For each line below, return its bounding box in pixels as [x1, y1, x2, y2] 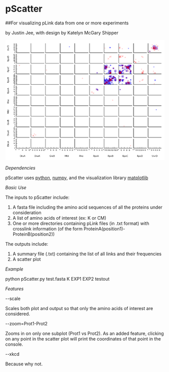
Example [5, 266, 24, 272]
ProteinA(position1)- [83, 225, 125, 231]
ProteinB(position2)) [12, 231, 55, 237]
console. [5, 341, 24, 347]
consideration [12, 209, 41, 216]
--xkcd [5, 351, 20, 357]
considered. [5, 311, 30, 317]
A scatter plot [12, 256, 41, 262]
